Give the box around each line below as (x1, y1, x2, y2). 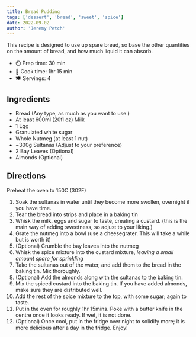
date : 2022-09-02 (7, 20, 50, 25)
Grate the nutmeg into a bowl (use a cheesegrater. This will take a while (15, 229, 190, 237)
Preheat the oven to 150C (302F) (7, 187, 86, 194)
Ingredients (7, 94, 50, 104)
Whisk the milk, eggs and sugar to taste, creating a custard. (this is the (15, 217, 188, 224)
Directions (7, 171, 46, 181)
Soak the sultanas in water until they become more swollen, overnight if (15, 198, 190, 205)
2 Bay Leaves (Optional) (15, 147, 75, 155)
